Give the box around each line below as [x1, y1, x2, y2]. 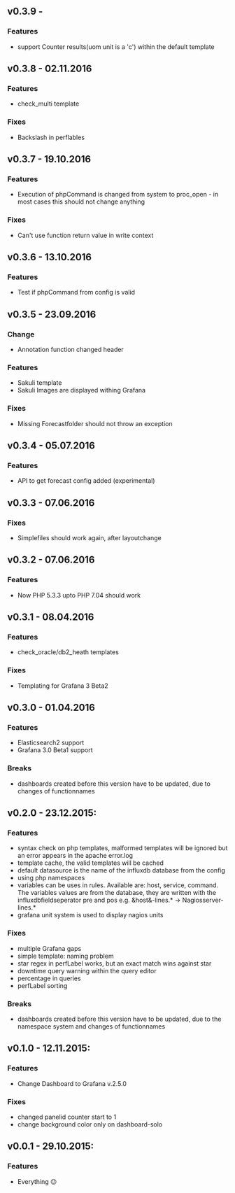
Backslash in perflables [17, 133, 85, 141]
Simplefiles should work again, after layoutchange [17, 534, 162, 542]
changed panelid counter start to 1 [17, 1113, 117, 1121]
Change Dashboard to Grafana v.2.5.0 [17, 1079, 127, 1087]
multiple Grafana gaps [17, 944, 82, 952]
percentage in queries [17, 974, 82, 982]
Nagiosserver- [182, 896, 224, 905]
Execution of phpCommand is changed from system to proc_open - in [17, 190, 219, 199]
